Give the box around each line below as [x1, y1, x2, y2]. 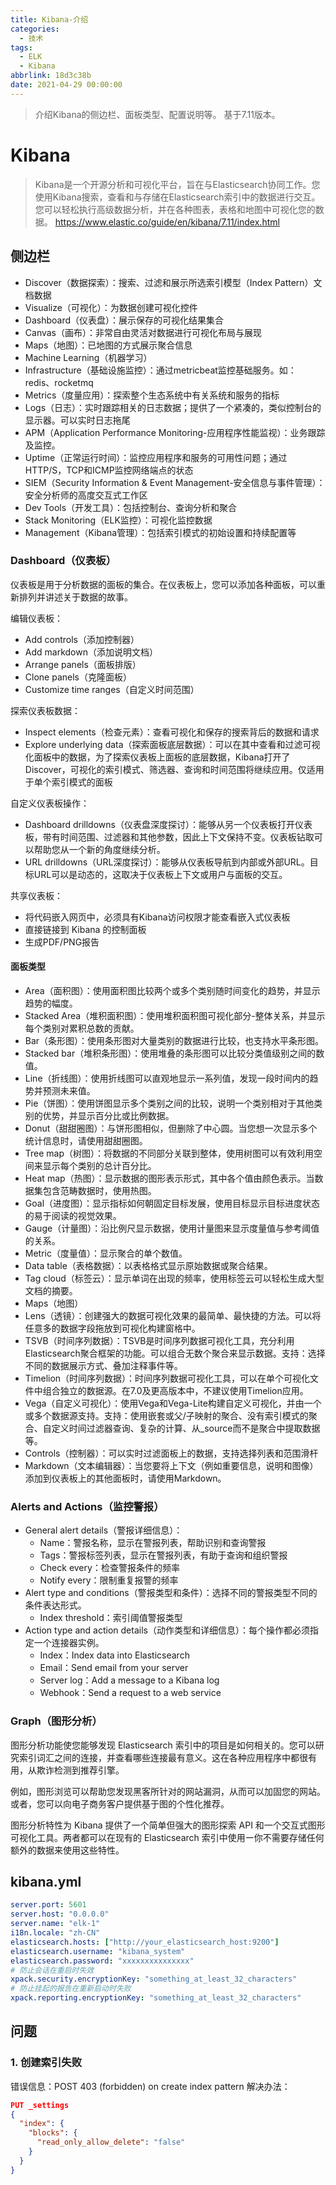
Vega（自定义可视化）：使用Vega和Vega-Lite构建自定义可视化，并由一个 [24, 1397, 322, 1409]
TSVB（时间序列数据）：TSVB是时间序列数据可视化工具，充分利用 [24, 1335, 295, 1346]
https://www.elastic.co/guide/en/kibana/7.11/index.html [54, 216, 280, 228]
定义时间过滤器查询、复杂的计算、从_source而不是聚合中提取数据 [51, 1422, 321, 1434]
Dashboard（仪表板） [10, 554, 117, 568]
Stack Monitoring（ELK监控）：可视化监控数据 [24, 514, 213, 526]
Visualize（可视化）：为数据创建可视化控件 [24, 301, 198, 313]
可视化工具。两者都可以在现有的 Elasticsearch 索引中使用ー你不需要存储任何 [10, 1831, 325, 1843]
